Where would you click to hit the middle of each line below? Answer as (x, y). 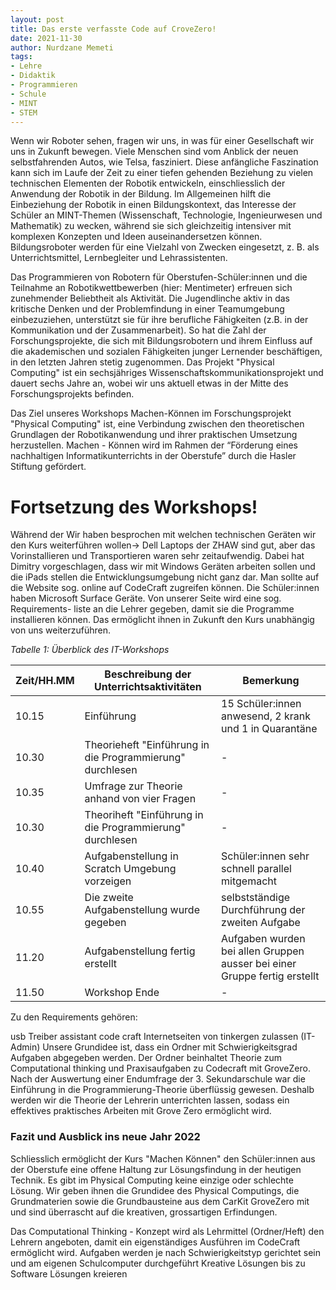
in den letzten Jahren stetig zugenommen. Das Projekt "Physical (142, 362)
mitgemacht (249, 881)
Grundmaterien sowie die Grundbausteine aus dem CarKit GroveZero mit (160, 1201)
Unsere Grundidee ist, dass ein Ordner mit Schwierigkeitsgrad (170, 1047)
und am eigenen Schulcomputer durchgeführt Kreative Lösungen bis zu (158, 1263)
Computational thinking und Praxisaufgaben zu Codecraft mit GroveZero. (160, 1068)
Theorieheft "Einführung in (147, 745)
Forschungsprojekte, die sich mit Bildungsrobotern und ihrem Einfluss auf (161, 341)
